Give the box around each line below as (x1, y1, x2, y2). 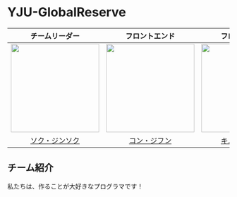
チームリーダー (30, 31, 80, 41)
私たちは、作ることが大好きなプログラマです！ (7, 181, 143, 191)
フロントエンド (125, 31, 175, 41)
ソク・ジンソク (30, 136, 80, 145)
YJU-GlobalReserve (7, 4, 126, 20)
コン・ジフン (128, 136, 172, 145)
